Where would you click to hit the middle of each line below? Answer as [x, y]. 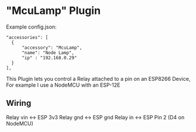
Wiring [19, 103]
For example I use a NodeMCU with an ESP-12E [63, 85]
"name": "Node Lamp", [48, 53]
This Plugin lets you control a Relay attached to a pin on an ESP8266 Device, [98, 79]
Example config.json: [31, 27]
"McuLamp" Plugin [54, 11]
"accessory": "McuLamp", [52, 48]
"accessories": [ [27, 37]
